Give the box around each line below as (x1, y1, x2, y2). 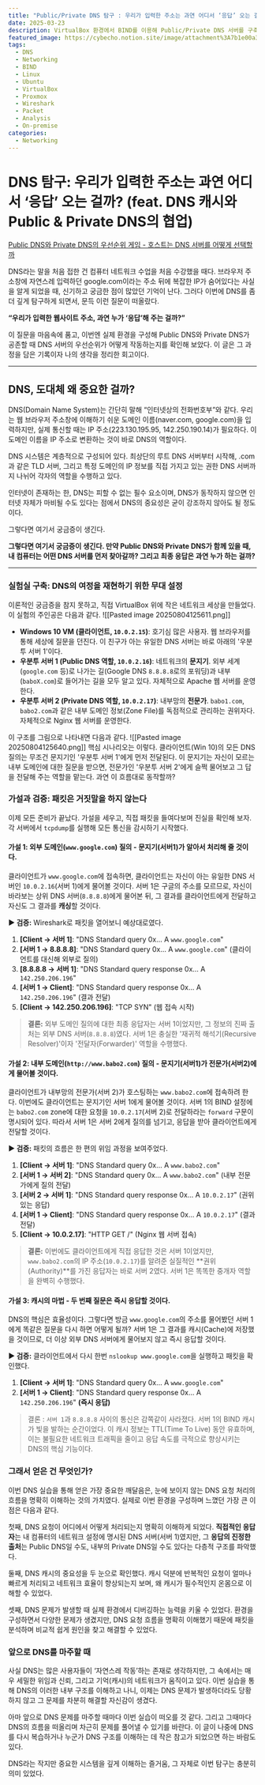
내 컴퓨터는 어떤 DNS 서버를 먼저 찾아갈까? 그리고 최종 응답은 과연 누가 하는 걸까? (8, 551, 256, 561)
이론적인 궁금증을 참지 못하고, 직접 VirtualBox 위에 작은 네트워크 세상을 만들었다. (8, 600, 256, 609)
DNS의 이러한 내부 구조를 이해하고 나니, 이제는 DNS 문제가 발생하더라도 (16, 1685, 237, 1696)
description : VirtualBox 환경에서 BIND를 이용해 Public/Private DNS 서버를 (8, 26, 244, 34)
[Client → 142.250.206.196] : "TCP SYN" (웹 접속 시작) (19, 1002, 195, 1012)
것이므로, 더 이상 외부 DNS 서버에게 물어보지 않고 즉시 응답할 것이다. (16, 1334, 226, 1344)
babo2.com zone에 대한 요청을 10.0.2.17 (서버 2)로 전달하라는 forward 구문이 (16, 1108, 254, 1117)
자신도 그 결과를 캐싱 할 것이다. (8, 901, 101, 911)
